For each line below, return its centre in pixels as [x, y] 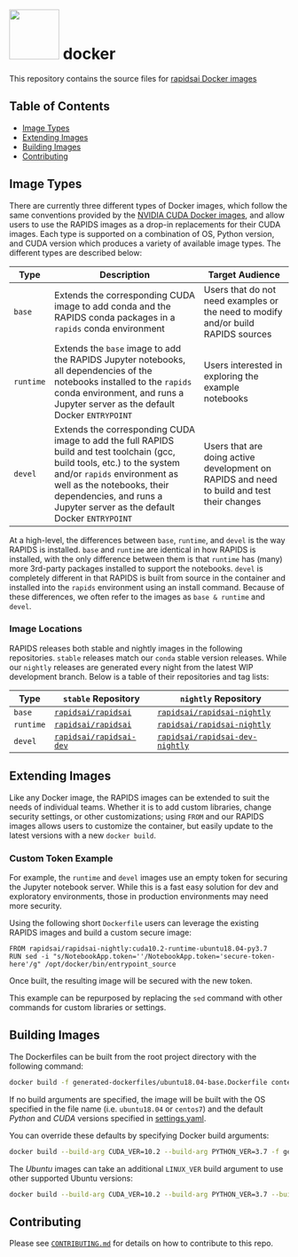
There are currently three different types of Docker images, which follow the [149, 205]
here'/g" [25, 964]
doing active [229, 457]
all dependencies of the [103, 370]
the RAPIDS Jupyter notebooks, [120, 360]
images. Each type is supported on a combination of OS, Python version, [142, 233]
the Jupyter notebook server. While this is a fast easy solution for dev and [144, 887]
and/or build [229, 322]
